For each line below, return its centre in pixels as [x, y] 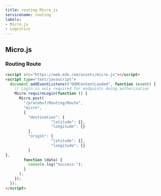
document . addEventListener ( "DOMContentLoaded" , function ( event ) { [83, 84]
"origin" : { [41, 136]
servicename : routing [28, 15]
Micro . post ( [31, 98]
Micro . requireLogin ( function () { [51, 94]
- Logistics [18, 29]
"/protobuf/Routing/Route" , [53, 103]
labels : [14, 19]
